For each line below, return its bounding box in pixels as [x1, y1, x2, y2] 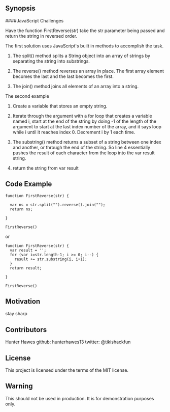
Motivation [5, 297, 41, 306]
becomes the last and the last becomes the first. [12, 73, 114, 79]
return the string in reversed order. [5, 33, 78, 39]
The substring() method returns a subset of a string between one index [12, 139, 161, 145]
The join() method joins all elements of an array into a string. [12, 83, 139, 89]
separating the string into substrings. [12, 58, 90, 64]
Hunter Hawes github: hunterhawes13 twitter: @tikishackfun [5, 339, 131, 345]
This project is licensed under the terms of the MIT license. [5, 367, 128, 373]
